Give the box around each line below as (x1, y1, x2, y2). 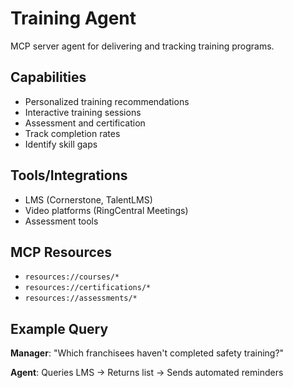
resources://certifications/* (24, 283, 152, 293)
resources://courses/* (24, 272, 120, 282)
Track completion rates (24, 127, 121, 139)
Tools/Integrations (10, 167, 128, 184)
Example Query (10, 320, 109, 337)
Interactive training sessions (24, 106, 142, 118)
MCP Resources (10, 243, 113, 261)
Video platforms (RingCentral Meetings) (24, 204, 189, 216)
